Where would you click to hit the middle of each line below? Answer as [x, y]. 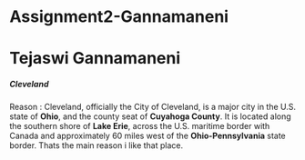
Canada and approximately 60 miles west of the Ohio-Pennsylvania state [148, 136]
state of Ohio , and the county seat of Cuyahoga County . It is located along [150, 116]
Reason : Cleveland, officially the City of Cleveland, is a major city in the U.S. [153, 107]
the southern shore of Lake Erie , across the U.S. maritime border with [140, 126]
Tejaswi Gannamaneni [95, 59]
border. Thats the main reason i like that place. [97, 145]
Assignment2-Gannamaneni [119, 17]
